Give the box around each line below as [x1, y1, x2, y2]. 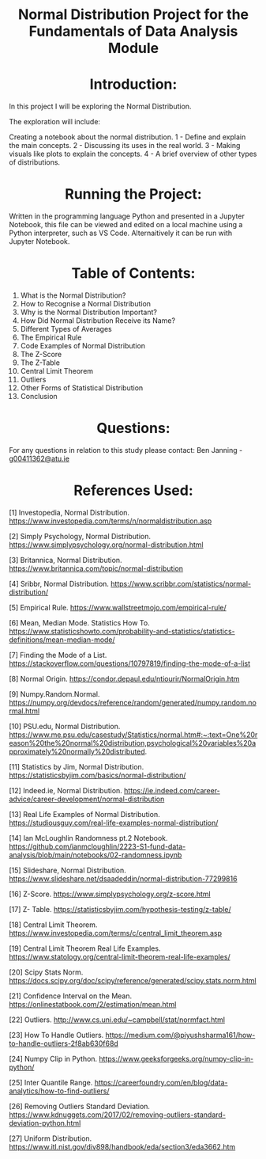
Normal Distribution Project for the [17, 6, 249, 24]
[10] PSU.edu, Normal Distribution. [9, 721, 121, 731]
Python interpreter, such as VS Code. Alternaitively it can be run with [9, 228, 233, 238]
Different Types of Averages [20, 325, 113, 333]
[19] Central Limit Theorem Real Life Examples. [9, 944, 161, 953]
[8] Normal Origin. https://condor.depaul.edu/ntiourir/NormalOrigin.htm [9, 674, 240, 683]
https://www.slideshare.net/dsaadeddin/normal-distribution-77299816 [9, 873, 238, 883]
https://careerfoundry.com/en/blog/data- [94, 1077, 228, 1087]
